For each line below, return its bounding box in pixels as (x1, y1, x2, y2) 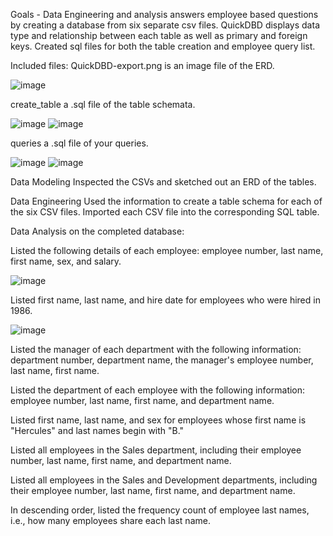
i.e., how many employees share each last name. (10, 515, 211, 526)
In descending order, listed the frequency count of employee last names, (10, 504, 310, 516)
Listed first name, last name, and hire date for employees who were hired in (10, 294, 321, 306)
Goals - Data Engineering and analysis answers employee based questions (10, 9, 319, 20)
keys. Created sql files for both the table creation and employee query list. (10, 40, 316, 52)
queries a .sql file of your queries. (10, 137, 149, 149)
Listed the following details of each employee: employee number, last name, (10, 245, 324, 256)
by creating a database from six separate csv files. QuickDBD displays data (10, 19, 320, 31)
